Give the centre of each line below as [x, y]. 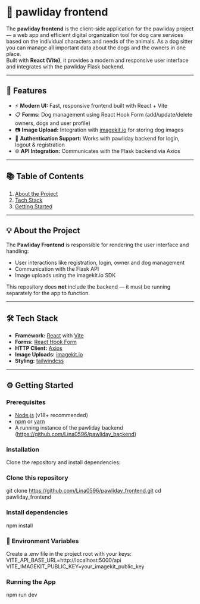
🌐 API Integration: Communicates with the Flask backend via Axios [97, 151]
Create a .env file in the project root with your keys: [69, 554]
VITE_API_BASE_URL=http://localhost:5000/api [64, 560]
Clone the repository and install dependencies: [63, 462]
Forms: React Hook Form [46, 342]
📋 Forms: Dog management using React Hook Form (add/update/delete [104, 114]
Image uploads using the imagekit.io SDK [65, 276]
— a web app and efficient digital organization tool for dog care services [95, 35]
